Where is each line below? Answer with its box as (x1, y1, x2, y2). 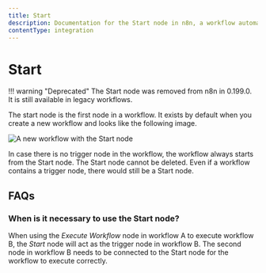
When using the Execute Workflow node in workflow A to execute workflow (8, 231, 254, 240)
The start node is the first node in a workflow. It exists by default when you (8, 110, 252, 119)
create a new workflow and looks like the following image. (8, 119, 198, 128)
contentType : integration (8, 26, 93, 34)
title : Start (8, 11, 51, 20)
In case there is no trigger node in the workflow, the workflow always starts (8, 150, 254, 159)
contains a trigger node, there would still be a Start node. (8, 166, 194, 176)
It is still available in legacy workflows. (8, 95, 133, 104)
